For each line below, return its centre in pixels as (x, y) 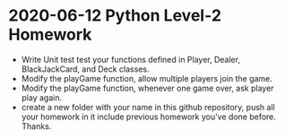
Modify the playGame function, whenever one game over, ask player (147, 88)
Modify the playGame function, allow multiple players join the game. (147, 78)
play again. (42, 97)
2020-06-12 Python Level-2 (115, 16)
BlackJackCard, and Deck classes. (85, 69)
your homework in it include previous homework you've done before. (149, 117)
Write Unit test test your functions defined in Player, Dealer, (131, 59)
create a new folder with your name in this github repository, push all (148, 107)
